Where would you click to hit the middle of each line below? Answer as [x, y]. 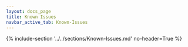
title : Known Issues [31, 17]
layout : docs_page [28, 11]
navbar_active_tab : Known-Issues [47, 22]
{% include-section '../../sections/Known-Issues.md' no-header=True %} [94, 39]
